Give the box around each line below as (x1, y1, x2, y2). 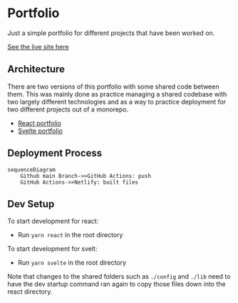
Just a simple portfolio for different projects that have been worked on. (7, 29, 215, 37)
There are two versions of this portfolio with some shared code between (7, 82, 219, 91)
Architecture (7, 63, 66, 76)
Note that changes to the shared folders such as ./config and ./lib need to (7, 272, 231, 281)
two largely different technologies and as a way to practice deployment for (7, 97, 227, 106)
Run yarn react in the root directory (17, 231, 123, 239)
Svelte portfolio (17, 126, 63, 135)
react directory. (7, 287, 53, 296)
